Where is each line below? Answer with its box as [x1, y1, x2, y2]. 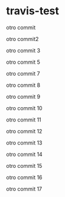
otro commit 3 [6, 46, 40, 54]
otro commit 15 [6, 162, 43, 169]
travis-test [6, 4, 59, 18]
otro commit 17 [6, 185, 43, 192]
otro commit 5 [6, 58, 40, 65]
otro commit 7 [6, 70, 40, 77]
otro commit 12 [6, 127, 43, 135]
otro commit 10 [6, 104, 43, 111]
